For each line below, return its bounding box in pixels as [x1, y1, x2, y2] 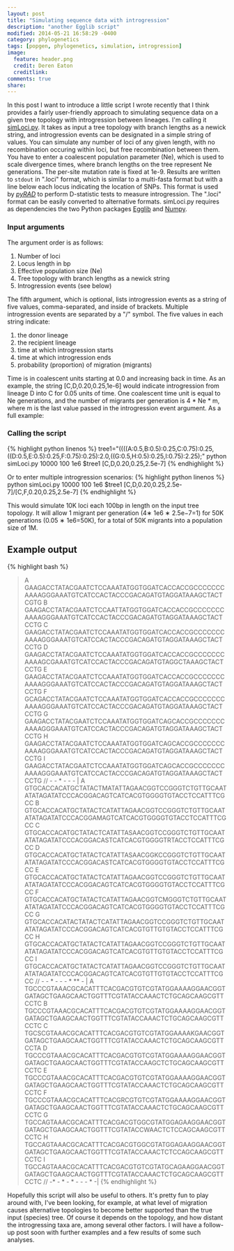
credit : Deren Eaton [13, 62, 73, 69]
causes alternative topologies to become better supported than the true [7, 1206, 212, 1214]
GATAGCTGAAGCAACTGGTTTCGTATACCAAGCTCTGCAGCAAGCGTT [24, 1058, 225, 1066]
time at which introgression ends [17, 353, 111, 361]
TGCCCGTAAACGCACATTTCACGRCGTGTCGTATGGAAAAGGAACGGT [24, 1095, 226, 1104]
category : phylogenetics [7, 36, 79, 43]
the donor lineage [17, 331, 68, 339]
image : [7, 50, 26, 57]
